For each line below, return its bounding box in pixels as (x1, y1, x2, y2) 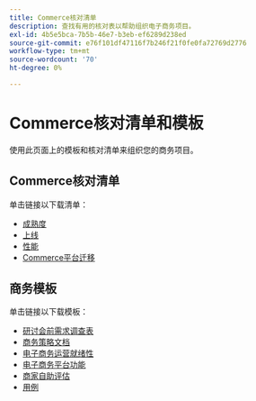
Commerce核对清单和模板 (9, 114, 204, 133)
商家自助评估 (22, 370, 70, 381)
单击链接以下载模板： (9, 306, 88, 317)
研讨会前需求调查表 (22, 325, 94, 336)
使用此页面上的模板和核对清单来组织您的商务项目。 (9, 144, 199, 155)
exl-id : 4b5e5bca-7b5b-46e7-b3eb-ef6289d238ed (9, 30, 187, 39)
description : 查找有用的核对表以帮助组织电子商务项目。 (9, 22, 196, 31)
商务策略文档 (22, 337, 70, 348)
